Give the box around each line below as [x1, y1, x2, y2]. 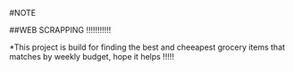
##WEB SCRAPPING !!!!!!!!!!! [9, 25, 112, 35]
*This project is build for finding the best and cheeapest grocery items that [9, 42, 286, 52]
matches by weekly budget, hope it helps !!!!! [9, 51, 174, 61]
